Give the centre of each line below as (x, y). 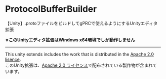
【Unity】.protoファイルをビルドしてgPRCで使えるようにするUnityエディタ (82, 23)
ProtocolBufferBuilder (51, 9)
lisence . (13, 59)
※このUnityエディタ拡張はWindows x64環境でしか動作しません (70, 40)
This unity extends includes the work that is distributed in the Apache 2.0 (80, 54)
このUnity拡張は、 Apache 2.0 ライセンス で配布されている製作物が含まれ (79, 65)
